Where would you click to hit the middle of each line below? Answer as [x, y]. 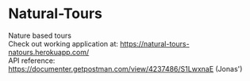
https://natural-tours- [155, 43]
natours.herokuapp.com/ [49, 52]
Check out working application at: [63, 43]
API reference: [32, 61]
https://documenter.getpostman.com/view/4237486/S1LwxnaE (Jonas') [125, 68]
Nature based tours [40, 35]
